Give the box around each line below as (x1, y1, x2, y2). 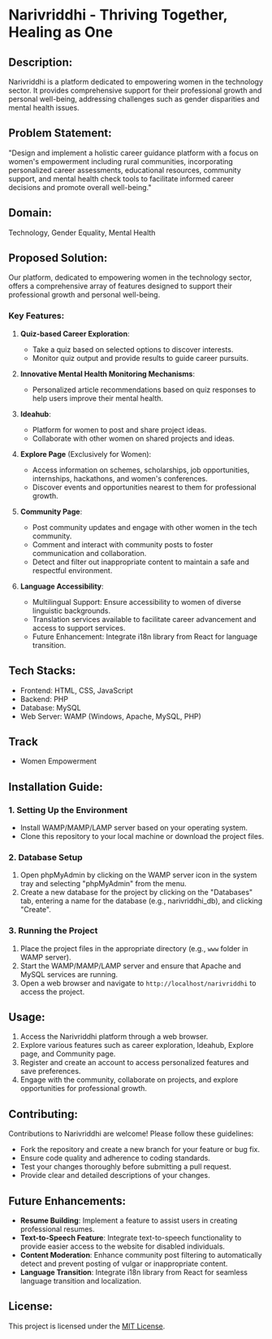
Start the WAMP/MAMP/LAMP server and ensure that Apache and (19, 961, 242, 971)
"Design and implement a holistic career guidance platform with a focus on (8, 148, 258, 158)
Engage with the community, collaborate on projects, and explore (19, 1075, 239, 1085)
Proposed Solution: (8, 251, 108, 265)
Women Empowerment (19, 756, 97, 766)
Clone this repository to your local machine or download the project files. (19, 832, 265, 841)
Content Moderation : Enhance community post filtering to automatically (19, 1250, 262, 1260)
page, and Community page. (19, 1049, 116, 1059)
